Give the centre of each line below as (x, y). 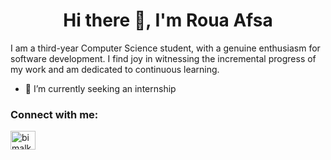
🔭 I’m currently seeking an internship (100, 88)
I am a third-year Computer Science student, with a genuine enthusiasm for (165, 48)
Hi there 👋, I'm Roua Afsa (168, 20)
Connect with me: (54, 114)
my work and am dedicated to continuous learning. (115, 69)
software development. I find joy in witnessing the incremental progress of (163, 58)
